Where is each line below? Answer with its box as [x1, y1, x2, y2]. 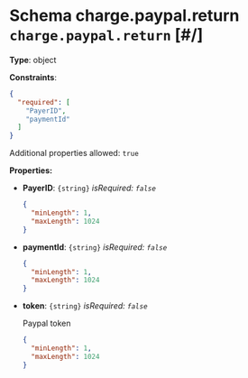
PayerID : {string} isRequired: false [22, 182, 156, 194]
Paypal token [22, 318, 71, 329]
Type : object [9, 54, 57, 65]
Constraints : [9, 71, 57, 82]
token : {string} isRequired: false [22, 300, 148, 311]
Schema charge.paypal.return [9, 5, 240, 26]
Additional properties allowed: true [9, 148, 140, 159]
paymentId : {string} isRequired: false [22, 241, 168, 253]
